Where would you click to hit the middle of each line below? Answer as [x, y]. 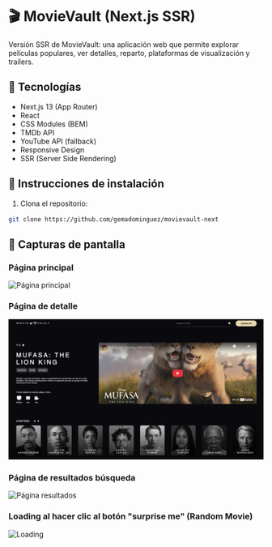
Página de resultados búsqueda [72, 477]
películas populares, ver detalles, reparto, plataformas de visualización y [129, 53]
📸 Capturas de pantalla [67, 244]
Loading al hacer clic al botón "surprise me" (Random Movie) [131, 516]
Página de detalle [43, 306]
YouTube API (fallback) [58, 141]
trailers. [21, 62]
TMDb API [37, 132]
